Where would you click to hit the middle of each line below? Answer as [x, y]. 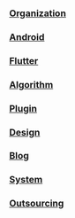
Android [27, 36]
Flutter [24, 60]
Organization [37, 13]
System [26, 180]
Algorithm [31, 84]
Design [25, 132]
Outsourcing [37, 204]
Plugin [23, 108]
